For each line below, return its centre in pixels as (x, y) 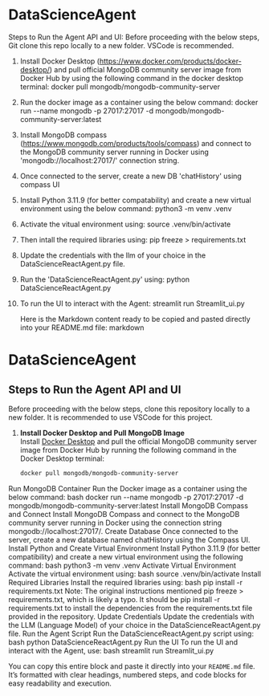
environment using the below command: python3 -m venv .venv (126, 208)
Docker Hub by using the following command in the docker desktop (131, 78)
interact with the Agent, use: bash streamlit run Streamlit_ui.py (111, 650)
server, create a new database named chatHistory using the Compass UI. (129, 539)
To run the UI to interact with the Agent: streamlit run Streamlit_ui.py (132, 303)
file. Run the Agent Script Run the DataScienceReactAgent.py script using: (131, 633)
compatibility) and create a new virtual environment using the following (126, 556)
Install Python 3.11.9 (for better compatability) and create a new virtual (135, 200)
